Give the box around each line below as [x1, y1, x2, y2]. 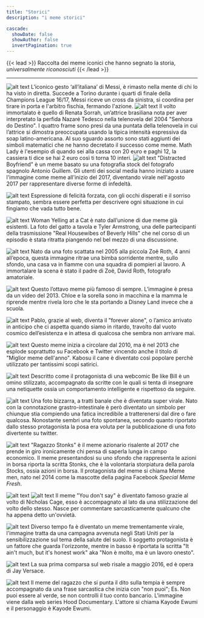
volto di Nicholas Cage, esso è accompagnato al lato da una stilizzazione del [6, 498, 198, 505]
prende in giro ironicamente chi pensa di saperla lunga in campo [6, 448, 167, 455]
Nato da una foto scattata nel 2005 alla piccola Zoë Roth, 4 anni [30, 248, 190, 255]
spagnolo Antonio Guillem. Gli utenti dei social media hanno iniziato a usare [6, 167, 194, 174]
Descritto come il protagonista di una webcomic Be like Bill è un [30, 372, 190, 380]
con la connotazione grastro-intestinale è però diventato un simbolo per [6, 404, 186, 411]
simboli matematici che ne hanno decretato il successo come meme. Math [6, 141, 192, 148]
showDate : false [12, 31, 53, 37]
